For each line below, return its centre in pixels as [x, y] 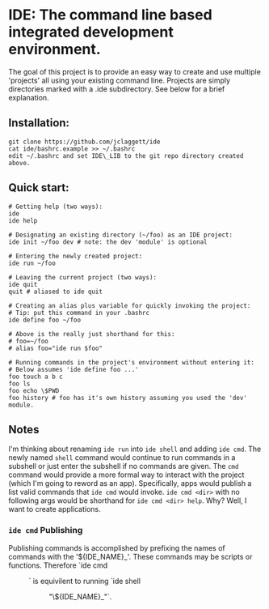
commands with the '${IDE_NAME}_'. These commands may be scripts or [130, 556]
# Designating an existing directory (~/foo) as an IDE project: [120, 235]
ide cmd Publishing [46, 530]
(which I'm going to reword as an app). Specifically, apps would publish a [130, 483]
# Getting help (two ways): [56, 207]
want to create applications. [55, 509]
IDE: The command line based [110, 15]
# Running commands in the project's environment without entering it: [131, 362]
